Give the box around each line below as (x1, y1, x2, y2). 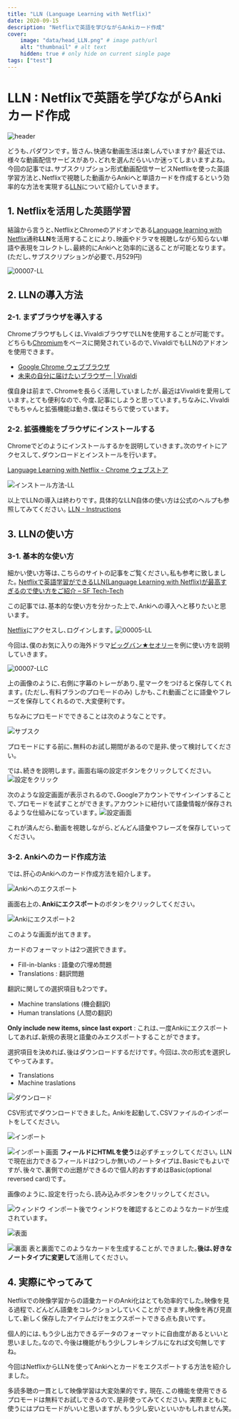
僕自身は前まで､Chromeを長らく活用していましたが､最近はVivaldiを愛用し (7, 387, 225, 395)
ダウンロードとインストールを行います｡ (41, 450, 158, 459)
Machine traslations (17, 1079, 76, 1087)
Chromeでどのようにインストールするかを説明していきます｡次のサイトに (7, 442, 221, 450)
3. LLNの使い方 (7, 527, 74, 540)
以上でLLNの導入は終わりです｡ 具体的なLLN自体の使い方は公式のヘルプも (7, 496, 223, 505)
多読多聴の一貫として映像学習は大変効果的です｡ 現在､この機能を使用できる (7, 1386, 228, 1395)
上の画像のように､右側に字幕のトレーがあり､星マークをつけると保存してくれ (7, 679, 233, 687)
